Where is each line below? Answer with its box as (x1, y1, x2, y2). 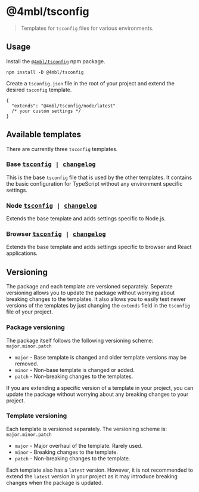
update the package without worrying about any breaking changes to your (6, 390, 189, 398)
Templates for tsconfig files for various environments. (20, 24, 154, 32)
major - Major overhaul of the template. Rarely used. (14, 442, 143, 449)
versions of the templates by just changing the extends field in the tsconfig (6, 302, 191, 309)
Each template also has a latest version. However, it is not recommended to (6, 466, 194, 473)
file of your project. (6, 308, 54, 315)
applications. (6, 250, 38, 257)
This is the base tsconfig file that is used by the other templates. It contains (6, 174, 192, 181)
